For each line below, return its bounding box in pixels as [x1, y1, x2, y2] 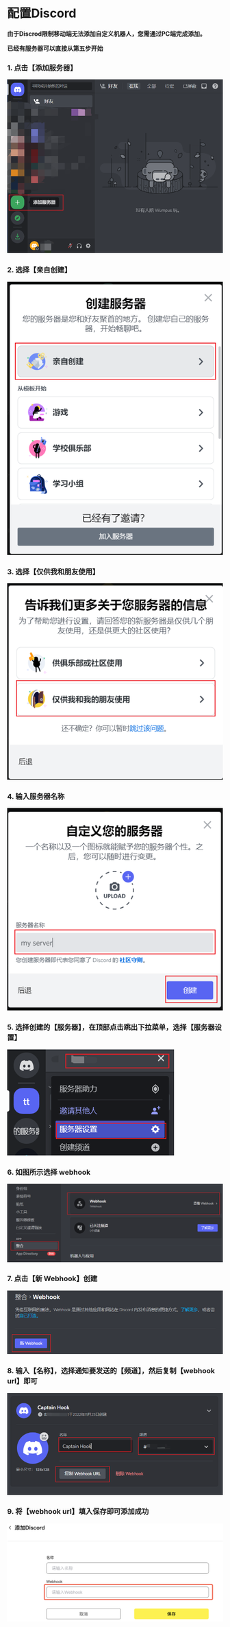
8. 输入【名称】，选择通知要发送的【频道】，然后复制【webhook [7, 1366, 216, 1376]
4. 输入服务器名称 [7, 791, 65, 801]
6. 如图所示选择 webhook [7, 1167, 91, 1177]
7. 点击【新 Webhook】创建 [7, 1274, 98, 1283]
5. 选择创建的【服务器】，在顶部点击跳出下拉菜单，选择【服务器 [7, 1022, 215, 1032]
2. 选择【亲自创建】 [7, 265, 72, 274]
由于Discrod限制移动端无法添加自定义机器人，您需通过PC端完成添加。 [7, 30, 207, 38]
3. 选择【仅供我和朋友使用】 [7, 567, 100, 576]
